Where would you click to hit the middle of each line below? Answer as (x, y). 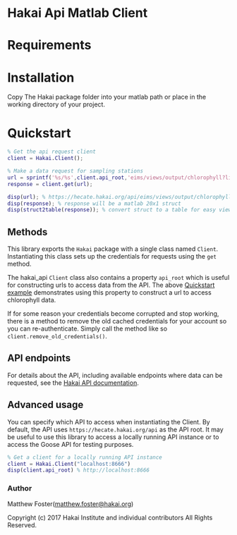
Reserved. (22, 525)
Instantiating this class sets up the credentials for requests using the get (112, 257)
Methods (28, 232)
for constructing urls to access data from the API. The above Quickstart (111, 285)
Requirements (49, 45)
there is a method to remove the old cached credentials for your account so (117, 321)
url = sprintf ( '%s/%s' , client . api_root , (68, 178)
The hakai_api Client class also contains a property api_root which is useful (119, 278)
